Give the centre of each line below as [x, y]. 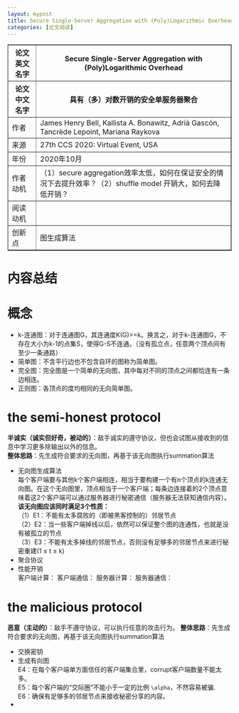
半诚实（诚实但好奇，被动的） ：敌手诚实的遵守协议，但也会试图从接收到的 [115, 438]
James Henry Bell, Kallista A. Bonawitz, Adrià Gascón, [130, 123]
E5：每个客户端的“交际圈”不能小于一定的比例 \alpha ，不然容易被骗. [116, 687]
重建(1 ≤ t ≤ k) [44, 551]
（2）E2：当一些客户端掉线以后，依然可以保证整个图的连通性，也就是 [120, 524]
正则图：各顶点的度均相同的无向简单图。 [77, 388]
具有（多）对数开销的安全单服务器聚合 [133, 100]
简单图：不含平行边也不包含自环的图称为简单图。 [89, 361]
